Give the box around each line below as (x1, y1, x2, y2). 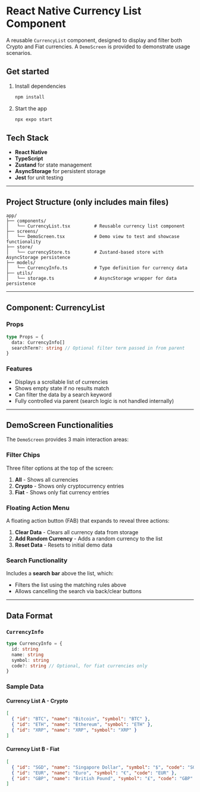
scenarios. (6, 49, 32, 56)
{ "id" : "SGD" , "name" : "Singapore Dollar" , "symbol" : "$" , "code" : (11, 764, 185, 771)
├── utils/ (6, 270, 33, 276)
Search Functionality (6, 556, 68, 565)
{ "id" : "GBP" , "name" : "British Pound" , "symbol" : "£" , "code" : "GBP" (11, 775, 193, 781)
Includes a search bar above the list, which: (6, 570, 114, 577)
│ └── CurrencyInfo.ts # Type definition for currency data (6, 265, 187, 271)
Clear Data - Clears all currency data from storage (14, 529, 139, 536)
